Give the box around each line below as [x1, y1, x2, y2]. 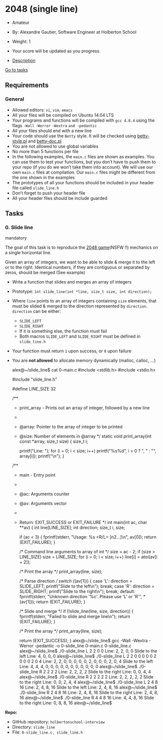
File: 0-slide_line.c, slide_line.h [12, 729, 83, 735]
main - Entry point [19, 472, 56, 478]
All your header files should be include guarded [12, 195, 108, 201]
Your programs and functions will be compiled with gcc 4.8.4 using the [12, 117, 155, 123]
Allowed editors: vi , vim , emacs [12, 107, 73, 113]
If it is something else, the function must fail [19, 328, 107, 334]
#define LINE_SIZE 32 [12, 386, 56, 392]
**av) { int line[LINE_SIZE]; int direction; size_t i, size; [19, 524, 126, 531]
